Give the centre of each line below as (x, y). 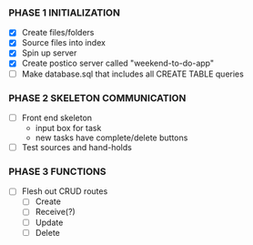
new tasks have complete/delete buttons (111, 138)
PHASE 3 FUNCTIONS (57, 171)
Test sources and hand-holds (77, 147)
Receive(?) (56, 212)
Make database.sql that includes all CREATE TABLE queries (133, 74)
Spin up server (49, 53)
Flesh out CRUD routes (65, 191)
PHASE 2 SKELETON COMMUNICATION (97, 97)
